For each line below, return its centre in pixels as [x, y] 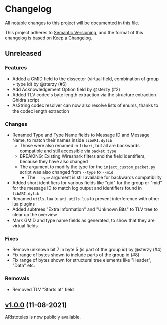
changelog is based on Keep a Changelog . [49, 38]
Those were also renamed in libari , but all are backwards [80, 145]
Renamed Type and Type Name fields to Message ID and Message [81, 135]
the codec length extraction [41, 111]
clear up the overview [35, 214]
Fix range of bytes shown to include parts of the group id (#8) [76, 255]
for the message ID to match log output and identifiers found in [77, 188]
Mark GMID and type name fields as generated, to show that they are [83, 220]
